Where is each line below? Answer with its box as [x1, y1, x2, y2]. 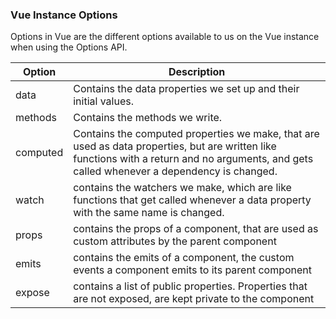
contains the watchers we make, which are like [73, 181, 292, 195]
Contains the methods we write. [73, 111, 223, 125]
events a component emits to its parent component [73, 263, 313, 277]
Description [168, 65, 226, 79]
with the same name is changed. [73, 206, 225, 220]
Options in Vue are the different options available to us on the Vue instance [10, 31, 320, 43]
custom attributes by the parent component [73, 234, 277, 248]
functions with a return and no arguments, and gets [73, 152, 314, 166]
